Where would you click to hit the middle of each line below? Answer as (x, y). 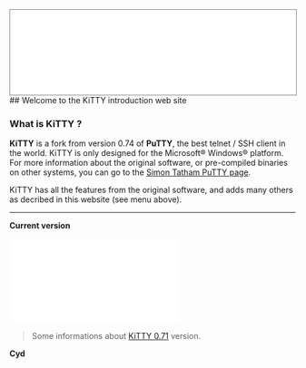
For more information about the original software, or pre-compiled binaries (149, 163)
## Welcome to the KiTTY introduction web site (98, 100)
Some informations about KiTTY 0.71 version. (116, 336)
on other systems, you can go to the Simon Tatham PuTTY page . (130, 172)
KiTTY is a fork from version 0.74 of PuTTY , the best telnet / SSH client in (148, 143)
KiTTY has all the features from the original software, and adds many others (151, 190)
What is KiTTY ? (46, 123)
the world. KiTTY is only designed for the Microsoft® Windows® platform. (147, 153)
